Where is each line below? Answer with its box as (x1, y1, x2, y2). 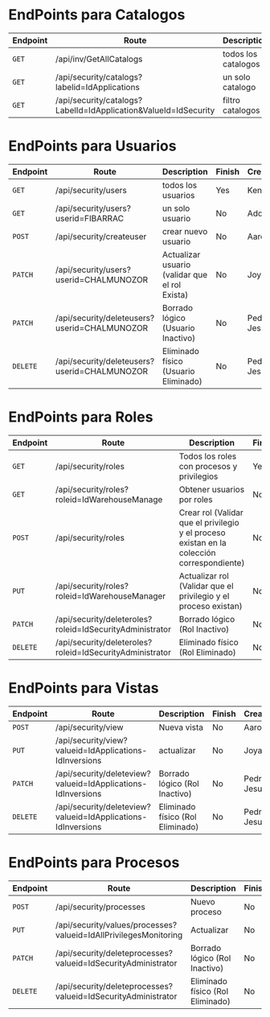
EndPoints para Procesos (8, 853, 180, 871)
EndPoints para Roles (8, 408, 153, 426)
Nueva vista (158, 722, 203, 733)
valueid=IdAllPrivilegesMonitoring (55, 929, 183, 941)
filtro (222, 94, 241, 105)
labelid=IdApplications (55, 81, 141, 93)
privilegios (178, 471, 219, 482)
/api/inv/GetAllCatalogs (55, 53, 143, 64)
